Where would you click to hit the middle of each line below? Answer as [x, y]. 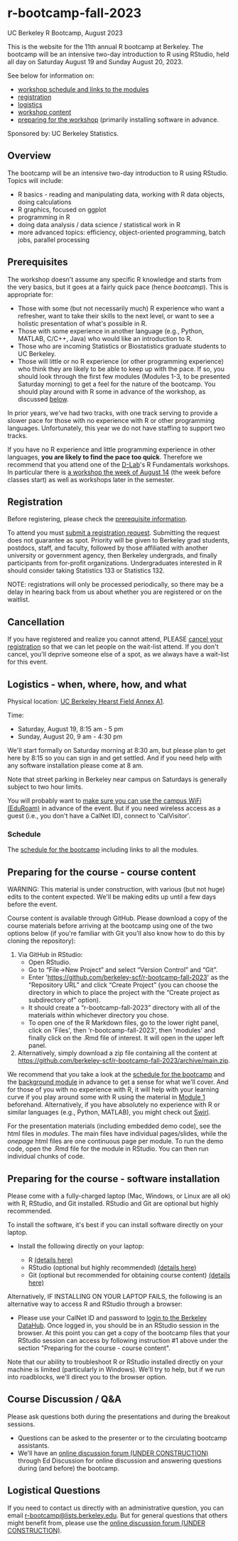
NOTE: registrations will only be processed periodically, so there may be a [115, 585]
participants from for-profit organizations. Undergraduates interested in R [115, 563]
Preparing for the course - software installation [114, 1179]
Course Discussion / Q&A [65, 1400]
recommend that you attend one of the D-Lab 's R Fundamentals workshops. [119, 464]
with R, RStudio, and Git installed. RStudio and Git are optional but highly [113, 1203]
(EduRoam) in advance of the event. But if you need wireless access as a [114, 808]
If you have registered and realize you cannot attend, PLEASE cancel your [115, 639]
